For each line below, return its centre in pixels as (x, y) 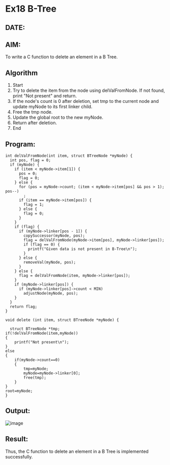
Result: (17, 439)
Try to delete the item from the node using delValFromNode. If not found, (89, 91)
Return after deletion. (35, 123)
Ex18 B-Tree (31, 9)
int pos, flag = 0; (30, 160)
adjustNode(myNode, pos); (51, 294)
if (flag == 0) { (42, 245)
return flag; (24, 307)
